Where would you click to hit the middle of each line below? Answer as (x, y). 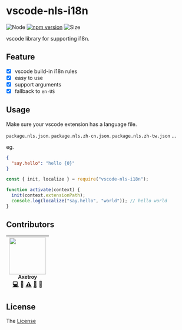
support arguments (38, 84)
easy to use (29, 78)
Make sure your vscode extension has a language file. (72, 124)
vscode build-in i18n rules (46, 71)
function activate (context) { (43, 190)
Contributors (30, 225)
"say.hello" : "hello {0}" (43, 163)
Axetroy (27, 277)
